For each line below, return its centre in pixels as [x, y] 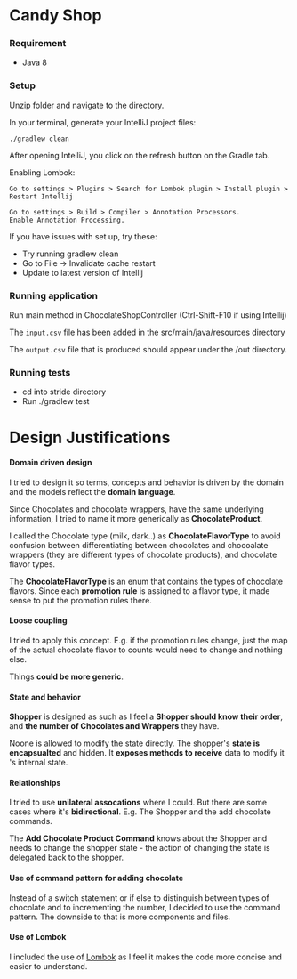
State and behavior [45, 697]
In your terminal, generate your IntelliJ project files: [103, 122]
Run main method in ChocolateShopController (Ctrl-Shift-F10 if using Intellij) [148, 315]
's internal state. [39, 763]
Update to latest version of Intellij [83, 272]
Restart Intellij [41, 197]
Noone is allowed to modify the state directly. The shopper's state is [135, 743]
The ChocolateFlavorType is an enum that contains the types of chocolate [146, 581]
